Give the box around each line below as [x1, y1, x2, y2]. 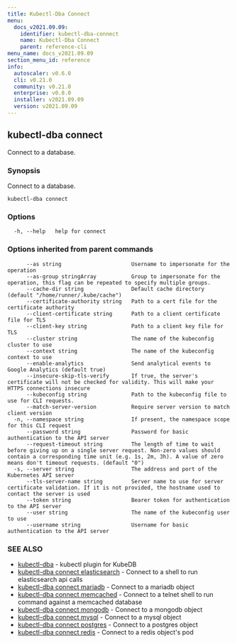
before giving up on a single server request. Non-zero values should [7, 446, 221, 454]
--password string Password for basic [26, 428, 189, 435]
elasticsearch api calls [17, 575, 83, 583]
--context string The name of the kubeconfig [26, 347, 214, 355]
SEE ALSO [7, 544, 43, 554]
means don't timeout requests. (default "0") [7, 459, 144, 466]
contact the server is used [7, 490, 91, 498]
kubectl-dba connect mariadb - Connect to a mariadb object [17, 583, 195, 591]
